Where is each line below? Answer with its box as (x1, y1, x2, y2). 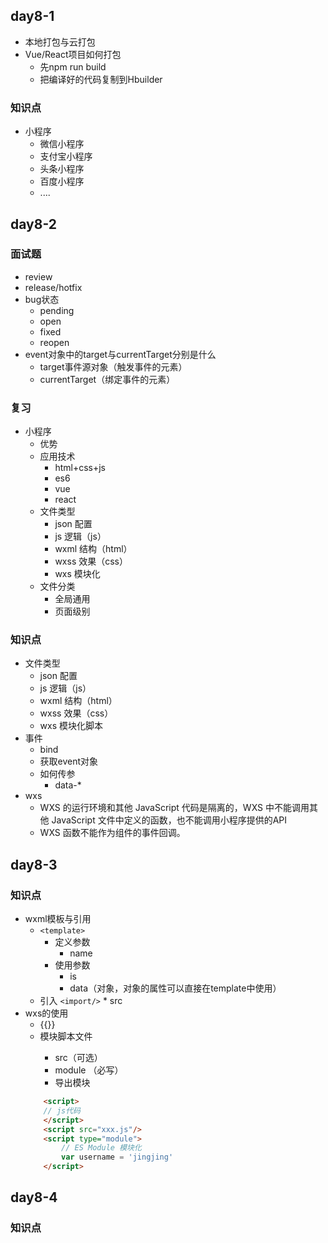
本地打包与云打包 (24, 35, 96, 48)
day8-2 (10, 215, 57, 233)
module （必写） (54, 1064, 124, 1076)
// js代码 (43, 1105, 82, 1116)
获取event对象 (39, 755, 99, 768)
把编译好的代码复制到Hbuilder (39, 73, 163, 85)
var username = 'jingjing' (61, 1152, 174, 1163)
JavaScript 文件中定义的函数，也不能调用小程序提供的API (51, 814, 288, 826)
